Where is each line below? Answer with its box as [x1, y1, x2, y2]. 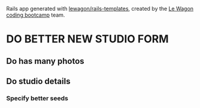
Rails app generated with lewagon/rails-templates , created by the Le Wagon [6, 5, 193, 12]
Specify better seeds [6, 94, 69, 102]
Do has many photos [6, 56, 85, 66]
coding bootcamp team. [6, 11, 65, 18]
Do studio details [6, 76, 71, 86]
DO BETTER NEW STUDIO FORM [6, 32, 169, 46]
